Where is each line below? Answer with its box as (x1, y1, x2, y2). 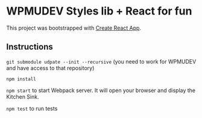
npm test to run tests (6, 105, 58, 112)
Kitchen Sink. (6, 93, 39, 100)
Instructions (6, 42, 53, 52)
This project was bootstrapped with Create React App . (6, 24, 142, 31)
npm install (6, 76, 36, 82)
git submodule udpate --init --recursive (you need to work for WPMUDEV (6, 57, 197, 65)
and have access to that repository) (6, 64, 95, 71)
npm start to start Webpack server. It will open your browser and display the (6, 87, 196, 94)
